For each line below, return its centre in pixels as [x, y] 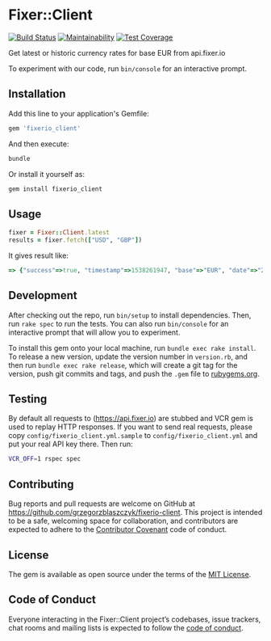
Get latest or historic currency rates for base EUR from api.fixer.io [117, 53]
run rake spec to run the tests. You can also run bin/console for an [119, 323]
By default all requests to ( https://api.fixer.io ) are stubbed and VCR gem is [131, 419]
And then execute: [39, 144]
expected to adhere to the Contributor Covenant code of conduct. [118, 529]
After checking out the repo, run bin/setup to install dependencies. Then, [130, 315]
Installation [37, 94]
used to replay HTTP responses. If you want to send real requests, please [130, 427]
